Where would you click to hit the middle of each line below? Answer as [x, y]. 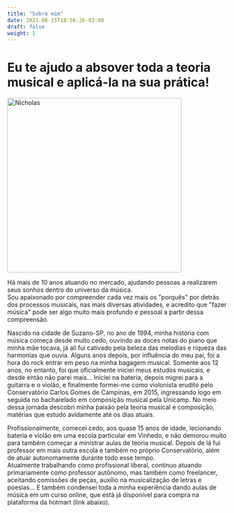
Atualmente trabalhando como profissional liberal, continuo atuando [104, 466]
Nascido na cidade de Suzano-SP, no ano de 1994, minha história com [108, 333]
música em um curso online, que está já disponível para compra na [103, 495]
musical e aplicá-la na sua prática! [108, 83]
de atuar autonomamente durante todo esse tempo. [81, 458]
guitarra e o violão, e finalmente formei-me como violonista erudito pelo [110, 385]
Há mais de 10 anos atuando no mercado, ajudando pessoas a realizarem [112, 283]
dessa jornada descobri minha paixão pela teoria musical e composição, [111, 407]
